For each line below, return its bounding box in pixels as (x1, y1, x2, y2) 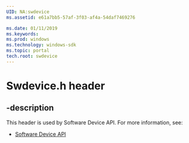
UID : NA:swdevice (6, 8, 50, 15)
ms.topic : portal (6, 47, 50, 54)
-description (6, 103, 54, 113)
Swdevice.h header (6, 79, 105, 93)
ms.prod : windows (6, 37, 50, 43)
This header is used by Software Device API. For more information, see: (6, 118, 183, 126)
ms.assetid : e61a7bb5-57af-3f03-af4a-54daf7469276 (6, 14, 136, 20)
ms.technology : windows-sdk (6, 42, 77, 48)
